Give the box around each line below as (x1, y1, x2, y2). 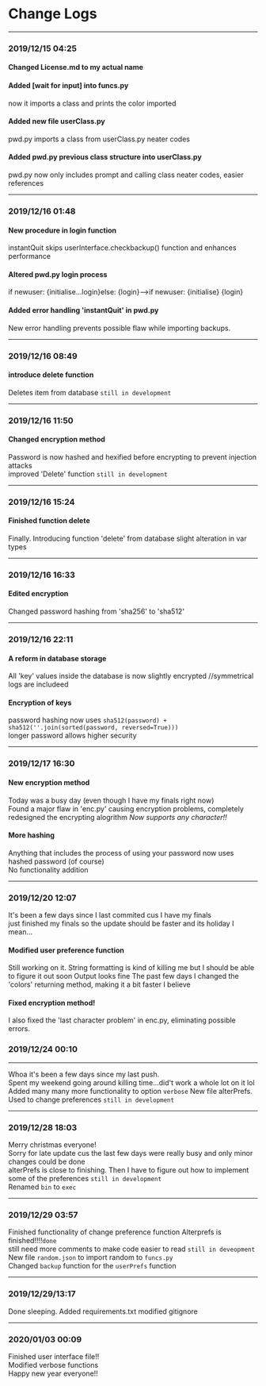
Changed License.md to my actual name (8, 63, 144, 72)
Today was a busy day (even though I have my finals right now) (8, 795, 215, 805)
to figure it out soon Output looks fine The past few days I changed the (8, 972, 239, 981)
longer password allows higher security (8, 731, 137, 741)
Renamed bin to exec (8, 1182, 77, 1192)
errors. (8, 1024, 30, 1034)
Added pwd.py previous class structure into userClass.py (8, 152, 202, 162)
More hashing (8, 830, 55, 840)
